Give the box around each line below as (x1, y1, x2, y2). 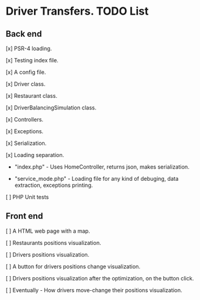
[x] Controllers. (5, 116, 44, 123)
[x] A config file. (5, 68, 46, 76)
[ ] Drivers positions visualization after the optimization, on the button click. (5, 274, 195, 282)
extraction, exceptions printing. (14, 181, 93, 189)
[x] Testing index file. (5, 57, 59, 64)
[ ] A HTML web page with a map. (5, 227, 90, 235)
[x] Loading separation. (5, 152, 65, 158)
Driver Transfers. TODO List (5, 4, 149, 18)
